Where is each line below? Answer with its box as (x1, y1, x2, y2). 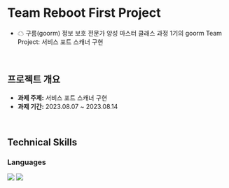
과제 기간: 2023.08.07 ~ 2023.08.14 (17, 102, 118, 110)
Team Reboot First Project (7, 5, 161, 21)
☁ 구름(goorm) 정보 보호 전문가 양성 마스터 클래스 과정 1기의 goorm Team (17, 29, 223, 37)
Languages (7, 157, 47, 167)
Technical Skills (7, 136, 78, 148)
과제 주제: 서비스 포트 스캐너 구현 (17, 93, 107, 102)
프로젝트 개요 (7, 73, 61, 85)
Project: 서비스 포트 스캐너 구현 (17, 37, 104, 46)
